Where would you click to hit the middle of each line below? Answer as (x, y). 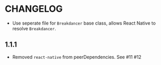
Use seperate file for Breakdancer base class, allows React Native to (84, 23)
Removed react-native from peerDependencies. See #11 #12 (77, 57)
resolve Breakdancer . (34, 28)
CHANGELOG (34, 9)
